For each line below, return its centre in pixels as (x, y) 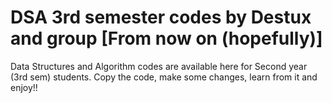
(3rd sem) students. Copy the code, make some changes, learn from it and (164, 77)
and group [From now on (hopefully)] (166, 38)
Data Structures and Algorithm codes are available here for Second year (159, 66)
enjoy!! (24, 87)
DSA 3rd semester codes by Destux (161, 17)
